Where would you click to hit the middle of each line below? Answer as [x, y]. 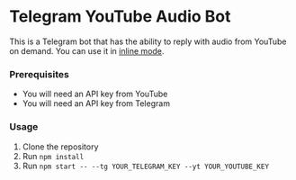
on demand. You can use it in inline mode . [87, 50]
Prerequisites [39, 74]
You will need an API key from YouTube [95, 94]
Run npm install [53, 156]
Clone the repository [60, 147]
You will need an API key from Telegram [96, 103]
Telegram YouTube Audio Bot [120, 17]
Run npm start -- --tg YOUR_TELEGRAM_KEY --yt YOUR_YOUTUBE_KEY [146, 166]
